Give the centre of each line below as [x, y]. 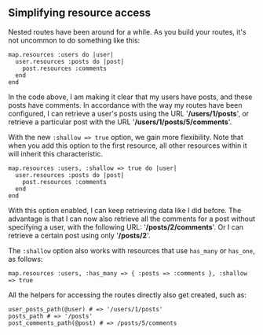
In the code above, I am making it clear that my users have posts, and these [130, 97]
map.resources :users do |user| [61, 54]
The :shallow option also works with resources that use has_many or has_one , [131, 250]
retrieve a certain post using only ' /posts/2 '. [79, 235]
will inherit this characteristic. [56, 153]
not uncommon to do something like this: [74, 40]
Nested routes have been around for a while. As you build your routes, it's [127, 31]
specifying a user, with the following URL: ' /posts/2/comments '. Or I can [126, 226]
